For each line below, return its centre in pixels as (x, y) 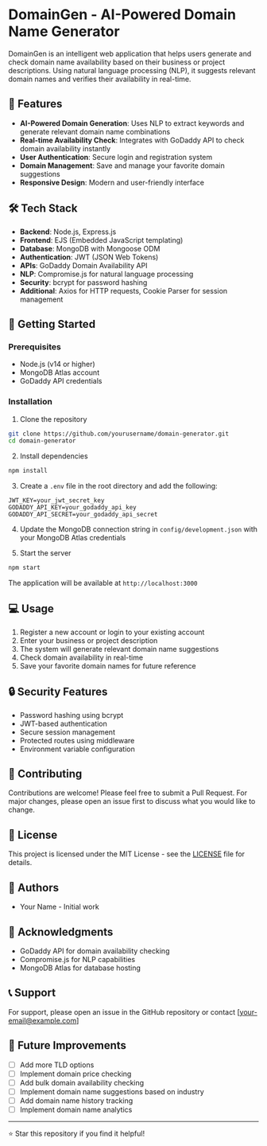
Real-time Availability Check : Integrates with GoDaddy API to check (132, 140)
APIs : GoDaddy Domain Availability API (83, 265)
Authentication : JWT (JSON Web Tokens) (89, 257)
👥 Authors (34, 888)
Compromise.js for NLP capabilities (77, 959)
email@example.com (43, 1020)
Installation (31, 402)
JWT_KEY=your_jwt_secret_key (56, 501)
